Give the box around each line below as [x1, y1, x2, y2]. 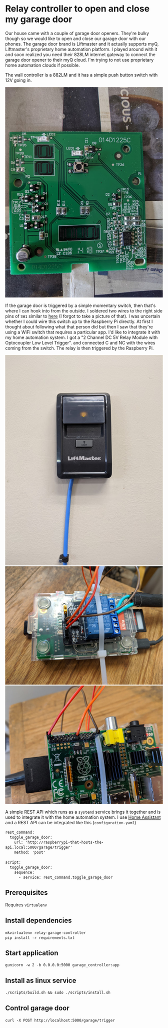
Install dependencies [5, 916, 72, 925]
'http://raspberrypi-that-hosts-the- [25, 840, 104, 845]
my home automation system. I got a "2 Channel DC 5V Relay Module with [5, 334, 158, 340]
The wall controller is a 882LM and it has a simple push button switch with [5, 72, 158, 78]
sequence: [14, 870, 35, 875]
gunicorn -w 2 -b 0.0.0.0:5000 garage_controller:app [5, 962, 120, 968]
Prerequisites [5, 888, 48, 897]
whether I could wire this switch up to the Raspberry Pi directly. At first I [5, 318, 153, 324]
